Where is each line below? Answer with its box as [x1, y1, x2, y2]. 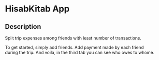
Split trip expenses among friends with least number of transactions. [5, 35, 142, 41]
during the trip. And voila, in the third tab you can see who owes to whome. [5, 49, 155, 55]
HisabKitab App [5, 3, 70, 14]
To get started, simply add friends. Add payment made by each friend [5, 45, 144, 50]
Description [5, 23, 41, 31]
